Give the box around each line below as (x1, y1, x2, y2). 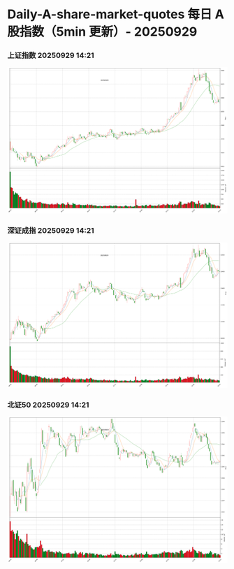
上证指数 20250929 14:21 (7, 50, 94, 60)
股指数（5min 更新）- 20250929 (7, 24, 198, 40)
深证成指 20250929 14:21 (7, 225, 94, 235)
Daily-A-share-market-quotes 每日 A (7, 6, 225, 22)
